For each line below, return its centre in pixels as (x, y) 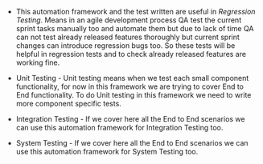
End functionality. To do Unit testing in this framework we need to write (134, 95)
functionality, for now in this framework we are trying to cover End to (129, 86)
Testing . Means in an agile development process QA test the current (129, 20)
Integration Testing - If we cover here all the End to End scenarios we (130, 119)
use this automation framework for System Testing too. (107, 152)
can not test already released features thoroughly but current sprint (127, 37)
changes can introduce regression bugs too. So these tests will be (125, 46)
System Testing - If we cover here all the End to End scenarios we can (132, 143)
